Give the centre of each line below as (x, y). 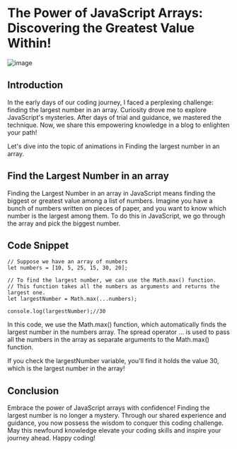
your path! (22, 132)
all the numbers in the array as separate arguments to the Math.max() (109, 340)
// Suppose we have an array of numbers (68, 262)
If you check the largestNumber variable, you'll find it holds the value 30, (113, 361)
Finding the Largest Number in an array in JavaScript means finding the (111, 193)
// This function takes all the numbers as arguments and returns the (114, 287)
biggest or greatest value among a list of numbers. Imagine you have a (110, 201)
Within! (29, 43)
